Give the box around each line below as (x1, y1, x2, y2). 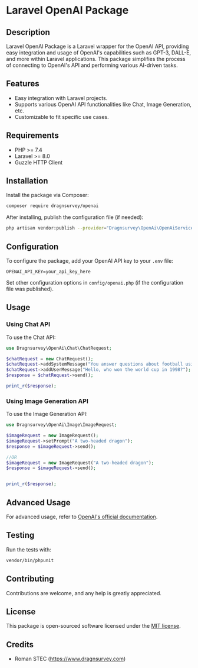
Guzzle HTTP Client (14, 159, 63, 166)
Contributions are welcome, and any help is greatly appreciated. (6, 589, 162, 596)
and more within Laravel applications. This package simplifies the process (6, 56, 186, 62)
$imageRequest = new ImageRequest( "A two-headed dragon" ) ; (6, 460, 154, 466)
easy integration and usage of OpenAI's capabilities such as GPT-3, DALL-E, (6, 49, 192, 56)
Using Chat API (6, 320, 51, 328)
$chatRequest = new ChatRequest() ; (6, 356, 94, 362)
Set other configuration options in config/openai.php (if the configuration (6, 279, 184, 286)
